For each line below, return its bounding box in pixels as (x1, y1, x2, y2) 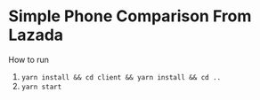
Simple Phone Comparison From (8, 6, 252, 27)
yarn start (20, 82, 62, 91)
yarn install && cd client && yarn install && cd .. (20, 73, 222, 81)
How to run (8, 54, 50, 65)
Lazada (8, 25, 64, 45)
